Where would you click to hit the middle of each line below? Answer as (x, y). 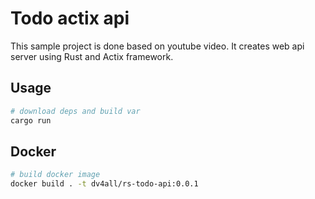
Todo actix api (70, 18)
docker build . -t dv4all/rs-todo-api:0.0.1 (104, 184)
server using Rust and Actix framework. (92, 56)
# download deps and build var (75, 111)
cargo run (31, 120)
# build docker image (55, 175)
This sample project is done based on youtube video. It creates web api (157, 46)
